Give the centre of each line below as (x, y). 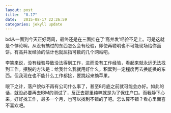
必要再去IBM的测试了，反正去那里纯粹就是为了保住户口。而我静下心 (94, 93)
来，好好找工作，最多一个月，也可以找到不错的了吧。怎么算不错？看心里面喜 (85, 99)
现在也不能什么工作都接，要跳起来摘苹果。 (67, 76)
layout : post (19, 10)
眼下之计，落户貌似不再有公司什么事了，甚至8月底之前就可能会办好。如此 (82, 87)
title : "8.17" (21, 15)
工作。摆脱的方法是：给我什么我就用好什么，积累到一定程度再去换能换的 (85, 69)
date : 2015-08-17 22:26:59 (36, 19)
